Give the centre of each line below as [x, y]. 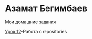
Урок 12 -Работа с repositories [36, 31]
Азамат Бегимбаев [46, 9]
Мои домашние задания [31, 22]
